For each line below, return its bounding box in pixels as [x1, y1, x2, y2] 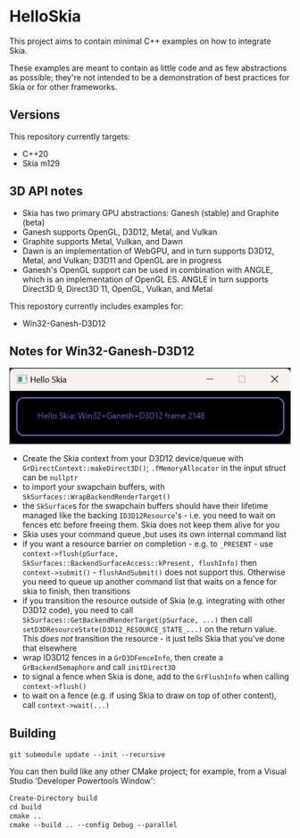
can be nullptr [21, 472, 79, 483]
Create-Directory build [9, 794, 98, 803]
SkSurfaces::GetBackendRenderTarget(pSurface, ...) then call [21, 614, 253, 626]
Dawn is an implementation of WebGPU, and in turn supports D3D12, [21, 245, 275, 256]
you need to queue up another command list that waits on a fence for [21, 577, 277, 587]
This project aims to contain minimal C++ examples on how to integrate [9, 36, 271, 46]
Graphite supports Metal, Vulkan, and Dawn [21, 236, 183, 246]
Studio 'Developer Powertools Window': [9, 776, 156, 786]
